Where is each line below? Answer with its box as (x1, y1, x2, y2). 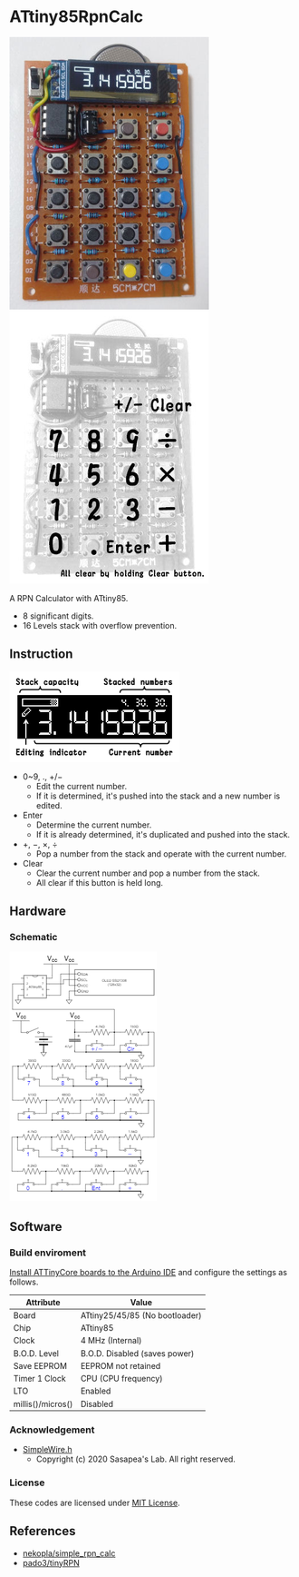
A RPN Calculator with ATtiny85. (9, 592, 129, 603)
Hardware (9, 904, 66, 919)
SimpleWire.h (22, 1444, 72, 1455)
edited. (35, 799, 63, 810)
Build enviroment (9, 1246, 87, 1259)
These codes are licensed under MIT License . (9, 1497, 180, 1508)
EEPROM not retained (80, 1360, 161, 1371)
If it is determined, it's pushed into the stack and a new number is (35, 790, 281, 801)
